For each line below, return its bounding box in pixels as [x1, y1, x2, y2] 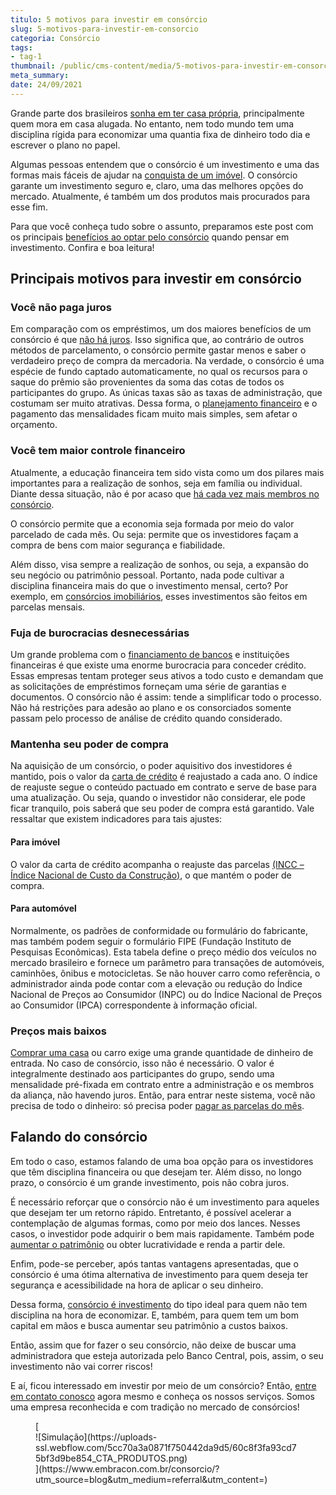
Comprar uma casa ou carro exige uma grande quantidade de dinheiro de [10, 1047, 314, 1059]
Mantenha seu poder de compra [10, 737, 169, 751]
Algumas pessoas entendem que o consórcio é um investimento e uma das [10, 158, 320, 170]
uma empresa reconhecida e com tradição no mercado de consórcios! [10, 1401, 300, 1413]
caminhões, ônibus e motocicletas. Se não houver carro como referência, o [10, 967, 321, 979]
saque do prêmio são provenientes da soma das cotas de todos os [10, 376, 285, 388]
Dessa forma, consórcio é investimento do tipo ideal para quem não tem [10, 1298, 308, 1310]
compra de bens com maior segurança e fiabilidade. [10, 539, 226, 551]
